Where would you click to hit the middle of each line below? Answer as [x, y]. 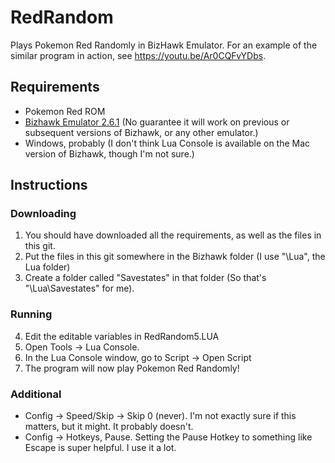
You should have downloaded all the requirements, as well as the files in [173, 235]
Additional [36, 394]
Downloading [43, 214]
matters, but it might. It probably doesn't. [109, 427]
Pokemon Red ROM [65, 111]
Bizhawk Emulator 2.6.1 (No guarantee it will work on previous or [157, 122]
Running [31, 314]
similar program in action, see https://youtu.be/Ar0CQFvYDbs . [138, 55]
